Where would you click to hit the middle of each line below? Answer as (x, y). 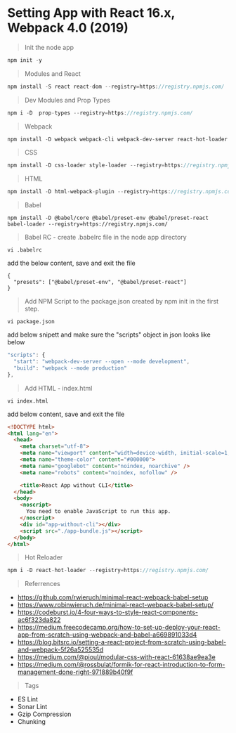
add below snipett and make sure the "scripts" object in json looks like (109, 335)
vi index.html (28, 401)
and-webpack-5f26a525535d (60, 650)
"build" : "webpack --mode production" (71, 368)
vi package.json (31, 322)
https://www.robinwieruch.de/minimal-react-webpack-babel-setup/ (116, 605)
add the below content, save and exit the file (71, 263)
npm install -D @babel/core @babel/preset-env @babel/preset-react (108, 218)
